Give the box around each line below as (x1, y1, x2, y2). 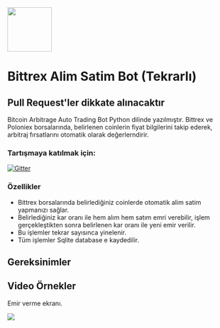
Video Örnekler (7, 280, 77, 293)
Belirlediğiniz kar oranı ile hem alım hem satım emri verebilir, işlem (17, 213, 211, 222)
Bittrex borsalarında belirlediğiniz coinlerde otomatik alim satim (17, 198, 202, 206)
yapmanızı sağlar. (17, 205, 70, 214)
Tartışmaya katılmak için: (7, 148, 96, 158)
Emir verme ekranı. (7, 299, 62, 307)
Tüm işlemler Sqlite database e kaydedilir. (17, 235, 140, 244)
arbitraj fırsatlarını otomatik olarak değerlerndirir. (7, 130, 149, 139)
